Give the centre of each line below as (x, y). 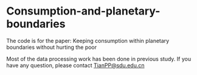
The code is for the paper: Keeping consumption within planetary (88, 41)
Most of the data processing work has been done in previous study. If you (99, 59)
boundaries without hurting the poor (52, 47)
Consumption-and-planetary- (83, 11)
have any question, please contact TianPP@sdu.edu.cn (75, 65)
